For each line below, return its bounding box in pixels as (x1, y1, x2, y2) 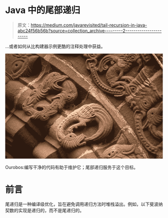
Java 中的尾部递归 (5, 4, 80, 16)
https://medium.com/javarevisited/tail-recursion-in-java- (30, 22, 147, 28)
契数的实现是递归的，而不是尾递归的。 (5, 207, 84, 213)
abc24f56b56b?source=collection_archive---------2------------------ (17, 27, 162, 33)
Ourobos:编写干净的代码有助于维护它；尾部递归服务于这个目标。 (5, 164, 138, 170)
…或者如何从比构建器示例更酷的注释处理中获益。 (5, 43, 106, 49)
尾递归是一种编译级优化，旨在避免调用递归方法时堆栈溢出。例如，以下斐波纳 (5, 201, 163, 207)
